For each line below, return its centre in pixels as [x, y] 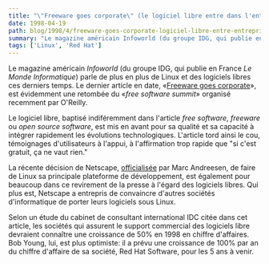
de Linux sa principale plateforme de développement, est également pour [129, 177]
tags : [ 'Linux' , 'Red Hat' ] [55, 46]
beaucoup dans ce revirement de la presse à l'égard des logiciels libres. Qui [133, 185]
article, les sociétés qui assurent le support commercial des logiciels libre [129, 226]
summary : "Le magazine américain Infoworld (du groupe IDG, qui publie [130, 38]
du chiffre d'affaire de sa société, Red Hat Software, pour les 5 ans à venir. [131, 252]
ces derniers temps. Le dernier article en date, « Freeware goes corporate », [132, 86]
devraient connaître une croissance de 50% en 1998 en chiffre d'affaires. [129, 234]
